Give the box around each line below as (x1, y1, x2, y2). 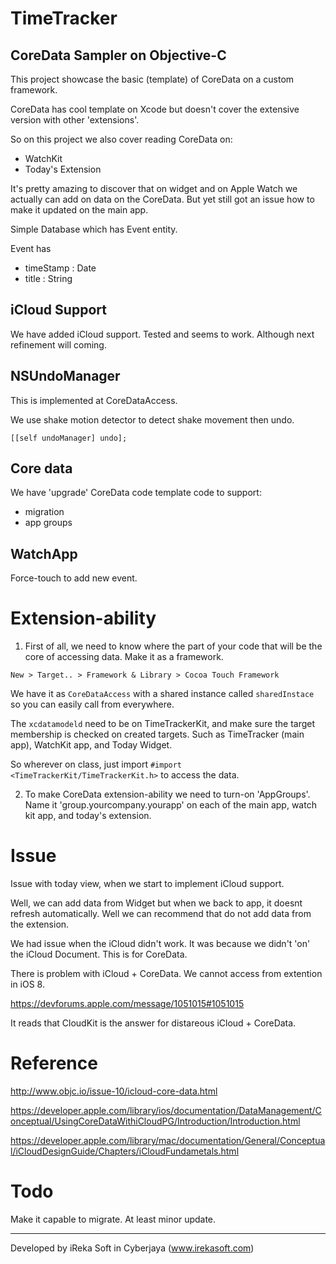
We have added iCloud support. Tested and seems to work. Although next (10, 328, 315, 340)
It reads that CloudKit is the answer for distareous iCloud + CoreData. (10, 1017, 297, 1029)
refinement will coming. (10, 338, 107, 351)
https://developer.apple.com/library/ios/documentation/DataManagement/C (10, 1105, 322, 1117)
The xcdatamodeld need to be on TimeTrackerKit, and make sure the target (10, 718, 316, 730)
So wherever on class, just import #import (10, 758, 183, 771)
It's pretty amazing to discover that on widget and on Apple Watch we (10, 183, 298, 194)
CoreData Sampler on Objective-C (10, 47, 227, 64)
